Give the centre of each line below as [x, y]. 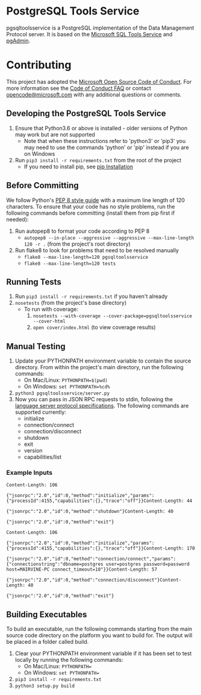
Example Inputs [29, 473]
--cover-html [49, 322]
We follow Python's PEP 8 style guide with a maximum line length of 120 [96, 200]
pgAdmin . [18, 40]
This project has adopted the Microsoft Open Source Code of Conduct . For [99, 81]
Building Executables [47, 614]
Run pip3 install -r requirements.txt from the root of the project [98, 160]
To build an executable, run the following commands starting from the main [99, 629]
